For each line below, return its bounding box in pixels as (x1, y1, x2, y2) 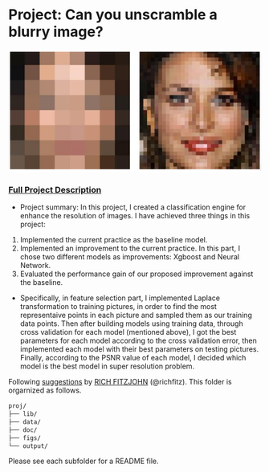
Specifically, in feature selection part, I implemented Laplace (19, 293, 221, 303)
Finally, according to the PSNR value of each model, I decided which (19, 352, 247, 362)
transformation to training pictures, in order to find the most (19, 301, 217, 311)
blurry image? (8, 22, 104, 41)
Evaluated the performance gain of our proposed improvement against (19, 269, 254, 279)
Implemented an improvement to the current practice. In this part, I (19, 243, 241, 253)
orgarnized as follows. (8, 385, 82, 395)
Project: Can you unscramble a (8, 6, 218, 24)
